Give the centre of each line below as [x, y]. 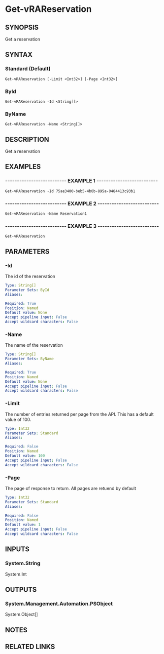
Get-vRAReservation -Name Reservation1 [46, 214]
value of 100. [18, 419]
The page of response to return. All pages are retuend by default [71, 488]
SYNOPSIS [22, 27]
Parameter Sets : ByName [30, 359]
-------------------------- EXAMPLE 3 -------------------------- [82, 226]
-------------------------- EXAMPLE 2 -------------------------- [82, 204]
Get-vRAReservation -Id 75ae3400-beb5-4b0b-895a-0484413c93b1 [70, 191]
